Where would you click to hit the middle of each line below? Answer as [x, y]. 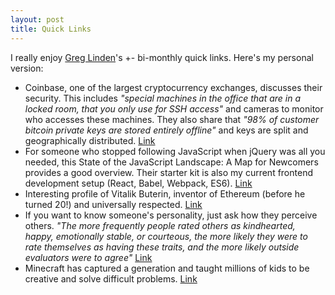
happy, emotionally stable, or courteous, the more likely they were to [166, 236]
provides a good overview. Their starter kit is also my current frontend [168, 172]
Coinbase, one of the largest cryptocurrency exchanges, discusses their [173, 87]
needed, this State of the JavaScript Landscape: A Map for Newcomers [171, 162]
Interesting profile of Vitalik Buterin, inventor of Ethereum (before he [165, 193]
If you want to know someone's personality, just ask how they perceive [171, 215]
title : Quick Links [51, 29]
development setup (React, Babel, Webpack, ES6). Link [138, 183]
